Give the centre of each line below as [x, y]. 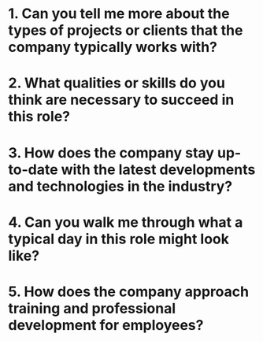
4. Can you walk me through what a [126, 222]
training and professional [92, 308]
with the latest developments [158, 169]
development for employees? [106, 325]
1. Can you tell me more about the [119, 14]
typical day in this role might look [119, 239]
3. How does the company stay [111, 152]
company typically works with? [113, 47]
